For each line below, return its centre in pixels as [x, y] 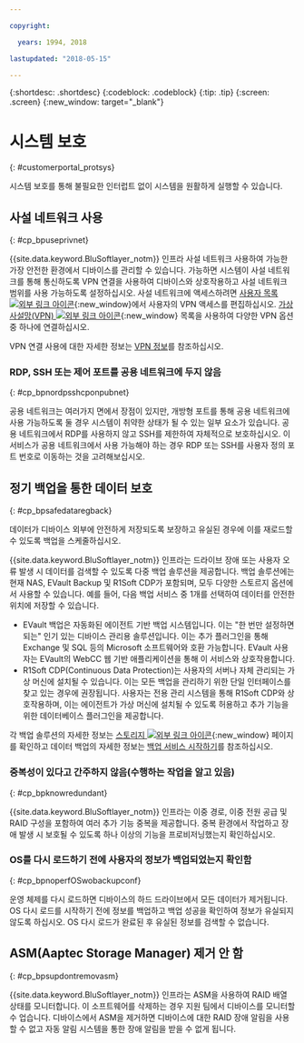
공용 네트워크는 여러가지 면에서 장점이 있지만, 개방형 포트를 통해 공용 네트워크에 [150, 411]
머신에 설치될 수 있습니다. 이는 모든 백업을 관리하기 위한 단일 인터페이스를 [162, 682]
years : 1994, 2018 [53, 42]
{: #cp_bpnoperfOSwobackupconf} [75, 880]
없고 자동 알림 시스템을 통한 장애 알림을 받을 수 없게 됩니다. [132, 1028]
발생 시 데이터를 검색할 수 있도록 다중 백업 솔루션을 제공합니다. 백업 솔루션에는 [157, 572]
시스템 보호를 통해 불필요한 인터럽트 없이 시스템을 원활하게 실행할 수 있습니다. [146, 186]
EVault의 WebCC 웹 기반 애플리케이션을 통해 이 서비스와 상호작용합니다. [167, 659]
